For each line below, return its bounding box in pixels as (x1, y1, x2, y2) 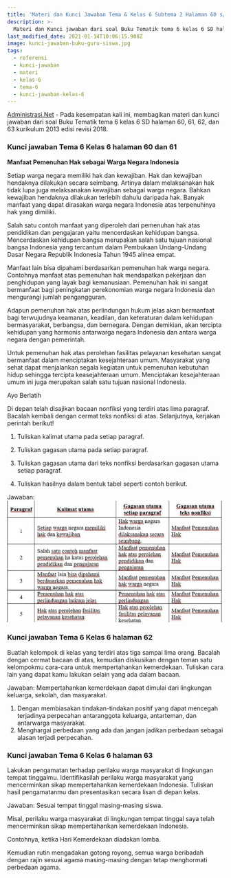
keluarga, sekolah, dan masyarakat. (7, 690, 108, 699)
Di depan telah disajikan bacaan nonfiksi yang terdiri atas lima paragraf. (7, 404, 210, 412)
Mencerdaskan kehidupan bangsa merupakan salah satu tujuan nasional (7, 236, 212, 244)
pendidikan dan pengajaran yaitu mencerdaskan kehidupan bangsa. (7, 228, 199, 236)
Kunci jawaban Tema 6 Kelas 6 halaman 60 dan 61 (7, 142, 177, 152)
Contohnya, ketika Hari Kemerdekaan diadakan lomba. (7, 835, 162, 844)
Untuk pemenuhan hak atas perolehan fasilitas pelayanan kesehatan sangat (7, 348, 221, 357)
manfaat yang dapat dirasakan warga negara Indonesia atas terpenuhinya (7, 200, 216, 209)
